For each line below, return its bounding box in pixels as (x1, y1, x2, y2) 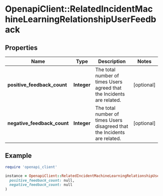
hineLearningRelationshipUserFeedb (5, 14, 157, 25)
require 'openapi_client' (5, 164, 57, 169)
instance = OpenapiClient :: (5, 173, 62, 178)
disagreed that (95, 123, 129, 130)
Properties (5, 43, 38, 52)
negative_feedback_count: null (9, 182, 73, 187)
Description (98, 58, 126, 64)
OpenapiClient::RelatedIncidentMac (5, 3, 153, 15)
